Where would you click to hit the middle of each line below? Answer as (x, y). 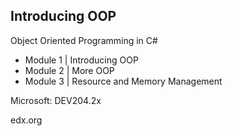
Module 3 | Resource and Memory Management (123, 81)
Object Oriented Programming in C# (84, 40)
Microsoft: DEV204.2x (56, 100)
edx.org (26, 120)
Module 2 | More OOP (69, 70)
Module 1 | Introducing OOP (81, 60)
